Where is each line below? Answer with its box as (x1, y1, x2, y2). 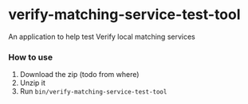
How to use (8, 52, 53, 63)
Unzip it (19, 78, 46, 88)
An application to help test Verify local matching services (8, 32, 195, 41)
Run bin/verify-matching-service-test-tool (19, 87, 167, 96)
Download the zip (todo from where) (19, 70, 140, 79)
